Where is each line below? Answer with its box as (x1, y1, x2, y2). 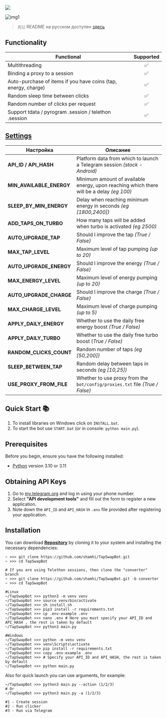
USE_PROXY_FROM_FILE (7, 381, 68, 388)
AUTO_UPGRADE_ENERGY (7, 262, 71, 269)
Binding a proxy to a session (7, 70, 74, 77)
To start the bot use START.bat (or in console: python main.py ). (12, 426, 140, 432)
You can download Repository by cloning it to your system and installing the (5, 539, 162, 545)
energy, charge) (7, 84, 45, 91)
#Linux (5, 589, 19, 594)
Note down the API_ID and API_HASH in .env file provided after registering (12, 506, 162, 512)
